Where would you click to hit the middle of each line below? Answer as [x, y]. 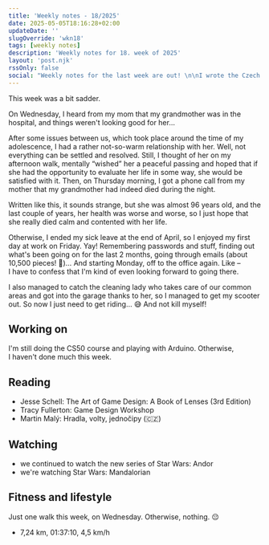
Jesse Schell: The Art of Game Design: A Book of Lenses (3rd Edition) [135, 401]
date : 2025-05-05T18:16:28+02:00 [64, 23]
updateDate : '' [34, 31]
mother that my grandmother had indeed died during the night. [112, 189]
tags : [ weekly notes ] [45, 46]
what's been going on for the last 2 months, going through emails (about [128, 254]
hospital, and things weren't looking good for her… [92, 122]
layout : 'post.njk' [41, 61]
